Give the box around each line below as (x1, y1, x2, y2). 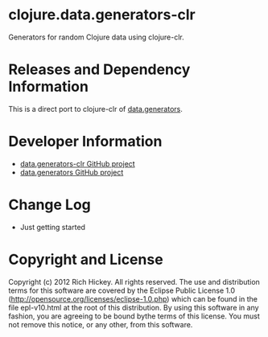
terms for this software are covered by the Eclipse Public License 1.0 (8, 286, 236, 295)
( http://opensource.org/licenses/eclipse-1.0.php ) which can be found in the (8, 294, 258, 303)
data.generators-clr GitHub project (19, 158, 135, 168)
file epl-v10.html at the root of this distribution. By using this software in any (8, 302, 259, 312)
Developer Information (8, 133, 163, 150)
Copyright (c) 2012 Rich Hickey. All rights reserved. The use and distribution (8, 277, 260, 286)
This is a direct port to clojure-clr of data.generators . (8, 104, 183, 113)
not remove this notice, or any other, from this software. (8, 319, 193, 329)
